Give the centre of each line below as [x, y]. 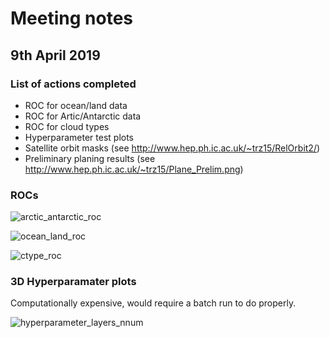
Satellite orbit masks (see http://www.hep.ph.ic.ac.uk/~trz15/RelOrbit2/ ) [172, 148]
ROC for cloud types [67, 126]
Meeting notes [71, 18]
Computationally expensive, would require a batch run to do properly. [153, 303]
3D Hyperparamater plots [73, 282]
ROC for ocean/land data [76, 105]
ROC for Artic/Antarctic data [83, 116]
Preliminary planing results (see [90, 158]
